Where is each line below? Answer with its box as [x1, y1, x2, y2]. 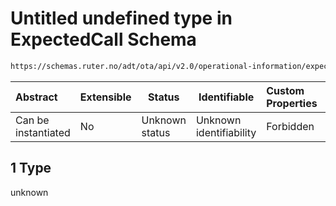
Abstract [15, 90, 58, 104]
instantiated [15, 125, 71, 139]
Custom [266, 83, 305, 97]
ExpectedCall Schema [10, 28, 197, 51]
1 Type [10, 160, 52, 177]
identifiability [195, 125, 257, 139]
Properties [266, 96, 318, 110]
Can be [15, 113, 50, 127]
